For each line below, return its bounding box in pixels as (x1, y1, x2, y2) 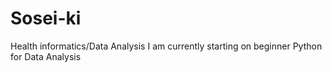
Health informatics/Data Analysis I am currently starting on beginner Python (10, 40, 323, 52)
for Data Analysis (10, 50, 82, 62)
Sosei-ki (10, 7, 82, 30)
